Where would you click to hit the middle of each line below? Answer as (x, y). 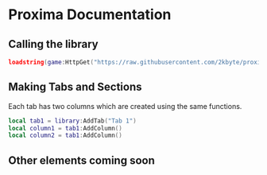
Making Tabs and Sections (75, 87)
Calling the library (54, 44)
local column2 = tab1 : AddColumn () (66, 136)
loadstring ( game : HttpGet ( (51, 62)
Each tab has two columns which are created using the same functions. (125, 106)
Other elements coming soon (81, 160)
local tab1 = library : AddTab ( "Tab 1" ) (72, 121)
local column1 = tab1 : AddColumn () (66, 128)
